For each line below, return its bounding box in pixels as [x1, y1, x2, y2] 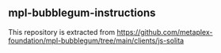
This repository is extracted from [8, 27, 116, 36]
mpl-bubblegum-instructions [8, 6, 156, 20]
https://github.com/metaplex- [116, 27, 213, 36]
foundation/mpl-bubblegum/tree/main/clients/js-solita [8, 36, 185, 45]
